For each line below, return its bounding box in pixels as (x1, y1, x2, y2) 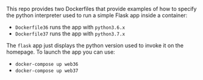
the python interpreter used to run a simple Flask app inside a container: (6, 12, 188, 19)
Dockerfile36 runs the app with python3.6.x (15, 24, 126, 31)
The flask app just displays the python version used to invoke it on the (6, 42, 184, 49)
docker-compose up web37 (15, 68, 79, 74)
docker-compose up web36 (15, 61, 79, 67)
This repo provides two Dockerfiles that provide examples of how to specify (6, 5, 197, 12)
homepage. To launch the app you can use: (6, 48, 115, 56)
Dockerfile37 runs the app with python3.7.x (15, 30, 126, 37)
